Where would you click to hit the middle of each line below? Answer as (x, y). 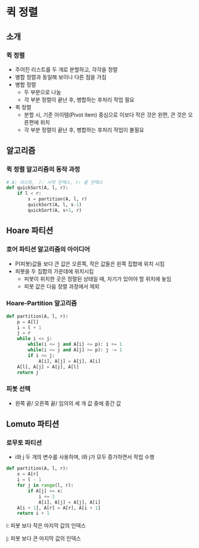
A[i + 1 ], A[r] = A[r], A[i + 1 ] (59, 508)
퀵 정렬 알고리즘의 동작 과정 (43, 170)
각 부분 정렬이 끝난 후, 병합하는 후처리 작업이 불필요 (84, 130)
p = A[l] (28, 322)
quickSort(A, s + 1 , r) (55, 210)
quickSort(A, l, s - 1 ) (55, 205)
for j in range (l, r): (45, 486)
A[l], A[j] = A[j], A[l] (48, 367)
